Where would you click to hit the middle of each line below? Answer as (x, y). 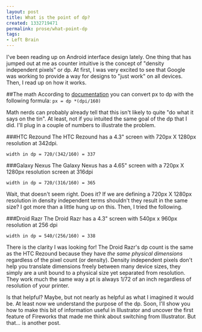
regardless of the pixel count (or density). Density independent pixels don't (99, 260)
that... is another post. (33, 323)
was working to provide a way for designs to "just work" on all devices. (94, 76)
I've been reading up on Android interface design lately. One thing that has (99, 57)
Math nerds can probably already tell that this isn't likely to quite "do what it (100, 112)
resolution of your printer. (38, 286)
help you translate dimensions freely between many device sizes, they (93, 266)
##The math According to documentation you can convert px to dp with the (100, 94)
